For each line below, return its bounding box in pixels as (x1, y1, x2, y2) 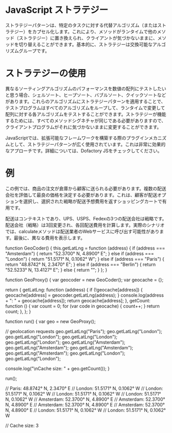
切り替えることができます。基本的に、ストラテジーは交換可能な (18, 41, 153, 47)
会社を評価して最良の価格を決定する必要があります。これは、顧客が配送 (5, 192, 158, 198)
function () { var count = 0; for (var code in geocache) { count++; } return (5, 303, 160, 309)
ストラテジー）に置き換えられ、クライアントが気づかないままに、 (18, 35, 158, 41)
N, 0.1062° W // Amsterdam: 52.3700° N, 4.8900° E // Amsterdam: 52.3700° (5, 396, 165, 402)
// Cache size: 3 (5, 422, 39, 428)
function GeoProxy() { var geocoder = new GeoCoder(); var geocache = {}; (5, 277, 164, 283)
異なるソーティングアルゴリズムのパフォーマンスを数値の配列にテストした (5, 85, 162, 92)
